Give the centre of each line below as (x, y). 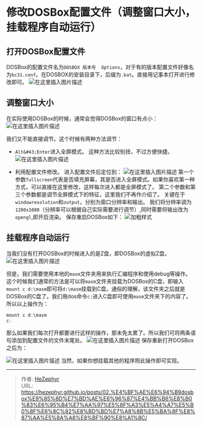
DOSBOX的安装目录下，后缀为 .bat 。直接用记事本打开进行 (118, 75)
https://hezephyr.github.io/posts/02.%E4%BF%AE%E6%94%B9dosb (107, 392)
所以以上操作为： (27, 304)
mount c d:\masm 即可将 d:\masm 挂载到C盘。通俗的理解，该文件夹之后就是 (96, 289)
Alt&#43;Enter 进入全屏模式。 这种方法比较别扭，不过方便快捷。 (94, 152)
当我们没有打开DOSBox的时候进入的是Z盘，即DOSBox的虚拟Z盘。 (88, 253)
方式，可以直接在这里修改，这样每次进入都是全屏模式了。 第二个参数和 (103, 186)
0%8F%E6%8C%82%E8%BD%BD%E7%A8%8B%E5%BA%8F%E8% (108, 411)
